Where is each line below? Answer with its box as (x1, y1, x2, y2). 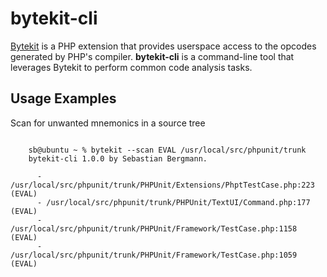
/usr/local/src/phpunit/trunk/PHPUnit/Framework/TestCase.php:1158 (10, 223, 298, 234)
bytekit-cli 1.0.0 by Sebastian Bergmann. (28, 153, 208, 164)
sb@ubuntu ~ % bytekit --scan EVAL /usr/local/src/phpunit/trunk (28, 145, 307, 155)
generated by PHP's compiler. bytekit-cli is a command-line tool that (10, 50, 295, 62)
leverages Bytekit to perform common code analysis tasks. (10, 61, 253, 73)
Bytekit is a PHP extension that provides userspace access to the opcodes (10, 40, 317, 52)
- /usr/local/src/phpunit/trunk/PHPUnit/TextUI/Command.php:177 (36, 197, 311, 207)
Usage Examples (10, 90, 117, 107)
